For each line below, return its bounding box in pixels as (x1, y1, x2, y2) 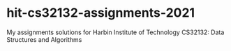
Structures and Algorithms (6, 35, 82, 43)
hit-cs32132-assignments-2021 (6, 5, 195, 21)
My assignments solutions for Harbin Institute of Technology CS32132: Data (6, 28, 225, 36)
